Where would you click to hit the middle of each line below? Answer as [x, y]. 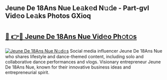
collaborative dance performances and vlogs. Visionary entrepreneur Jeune [83, 62]
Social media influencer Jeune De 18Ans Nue [116, 51]
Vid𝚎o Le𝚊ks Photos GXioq [48, 16]
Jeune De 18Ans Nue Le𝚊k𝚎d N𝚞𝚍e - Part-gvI [77, 8]
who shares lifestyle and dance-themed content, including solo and [74, 56]
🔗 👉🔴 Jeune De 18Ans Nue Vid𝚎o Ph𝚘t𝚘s [71, 37]
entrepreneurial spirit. [27, 72]
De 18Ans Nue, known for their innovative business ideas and [68, 67]
